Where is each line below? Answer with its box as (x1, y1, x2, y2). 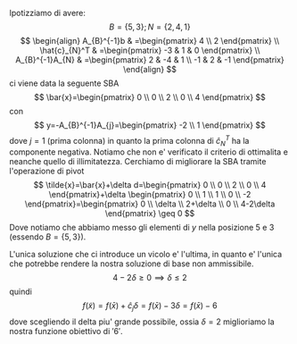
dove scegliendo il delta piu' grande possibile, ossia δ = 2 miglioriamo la (9, 316, 275, 327)
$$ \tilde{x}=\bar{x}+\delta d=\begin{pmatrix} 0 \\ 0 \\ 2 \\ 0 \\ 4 (33, 180, 267, 190)
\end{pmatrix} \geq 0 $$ (104, 208, 195, 219)
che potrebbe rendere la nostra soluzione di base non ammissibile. (9, 258, 254, 269)
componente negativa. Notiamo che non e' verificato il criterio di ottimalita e (9, 147, 288, 157)
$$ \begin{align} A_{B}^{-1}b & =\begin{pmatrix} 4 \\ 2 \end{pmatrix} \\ (20, 36, 280, 46)
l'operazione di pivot (9, 165, 85, 177)
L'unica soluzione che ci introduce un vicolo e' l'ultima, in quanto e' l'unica (9, 249, 283, 260)
